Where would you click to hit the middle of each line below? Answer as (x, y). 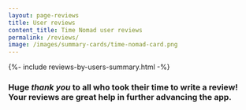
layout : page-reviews (44, 15)
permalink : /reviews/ (44, 37)
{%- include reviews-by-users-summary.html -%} (89, 67)
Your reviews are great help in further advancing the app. (120, 97)
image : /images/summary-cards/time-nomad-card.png (93, 45)
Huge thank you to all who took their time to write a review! (123, 87)
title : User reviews (42, 23)
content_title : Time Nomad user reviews (76, 30)
